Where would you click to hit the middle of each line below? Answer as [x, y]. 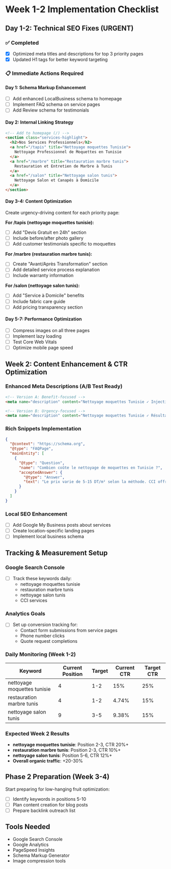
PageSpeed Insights [34, 850]
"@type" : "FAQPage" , [32, 449]
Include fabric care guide [39, 301]
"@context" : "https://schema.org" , [48, 444]
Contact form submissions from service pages [69, 631]
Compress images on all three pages [51, 330]
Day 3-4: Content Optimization [39, 201]
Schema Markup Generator [41, 855]
